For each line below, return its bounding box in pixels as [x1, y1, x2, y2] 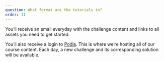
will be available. [5, 51, 40, 58]
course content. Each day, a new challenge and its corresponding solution [5, 46, 159, 52]
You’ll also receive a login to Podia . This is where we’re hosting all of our [5, 41, 155, 47]
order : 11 [5, 12, 26, 17]
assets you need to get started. [5, 31, 70, 37]
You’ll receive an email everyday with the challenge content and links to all [5, 26, 159, 32]
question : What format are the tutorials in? [5, 7, 102, 13]
